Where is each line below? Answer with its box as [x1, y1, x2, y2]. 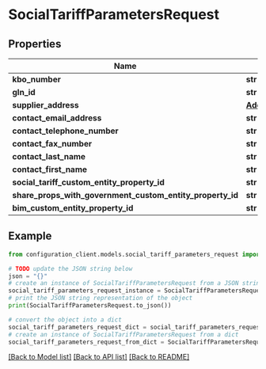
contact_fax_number [12, 139, 93, 149]
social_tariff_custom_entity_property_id [12, 177, 165, 188]
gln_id [12, 87, 36, 97]
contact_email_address [12, 112, 102, 124]
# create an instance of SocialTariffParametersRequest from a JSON [8, 280, 239, 287]
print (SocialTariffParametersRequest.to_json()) [8, 302, 172, 310]
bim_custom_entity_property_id [12, 203, 134, 213]
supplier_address [12, 100, 79, 110]
